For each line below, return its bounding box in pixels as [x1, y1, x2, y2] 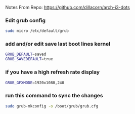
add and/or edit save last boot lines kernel [5, 41, 110, 48]
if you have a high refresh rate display [5, 68, 100, 75]
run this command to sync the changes [5, 92, 103, 99]
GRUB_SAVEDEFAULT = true [5, 57, 53, 62]
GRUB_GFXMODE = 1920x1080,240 [5, 80, 65, 85]
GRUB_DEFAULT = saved [5, 52, 47, 57]
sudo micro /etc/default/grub [5, 28, 69, 33]
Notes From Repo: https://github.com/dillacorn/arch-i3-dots [5, 5, 130, 10]
